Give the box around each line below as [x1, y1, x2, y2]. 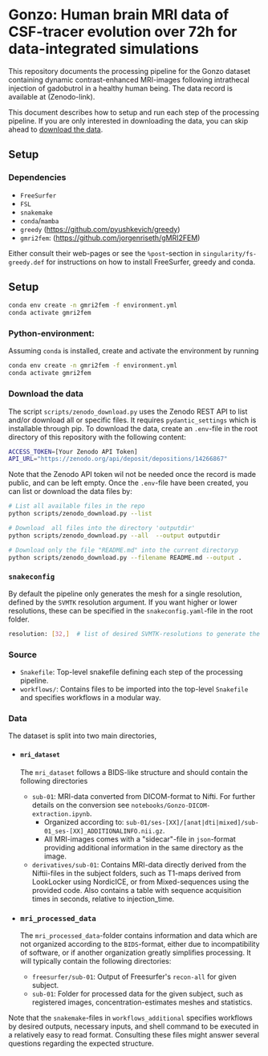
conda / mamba [19, 215, 59, 226]
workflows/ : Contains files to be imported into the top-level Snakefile [19, 684, 249, 694]
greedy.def [8, 259, 45, 267]
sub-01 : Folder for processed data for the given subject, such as [31, 989, 243, 998]
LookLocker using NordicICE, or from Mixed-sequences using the [31, 877, 250, 887]
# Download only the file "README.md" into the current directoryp [8, 546, 239, 554]
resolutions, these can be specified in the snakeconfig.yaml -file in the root [8, 605, 254, 615]
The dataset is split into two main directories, [8, 731, 157, 740]
